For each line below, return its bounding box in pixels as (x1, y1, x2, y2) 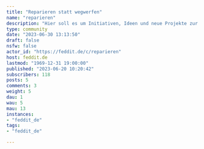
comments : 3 (6, 83, 37, 89)
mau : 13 (6, 105, 26, 112)
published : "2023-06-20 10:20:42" (6, 65, 95, 72)
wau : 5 (6, 100, 23, 106)
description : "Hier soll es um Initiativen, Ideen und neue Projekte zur (6, 20, 199, 26)
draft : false (6, 37, 40, 43)
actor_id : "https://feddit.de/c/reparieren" (6, 49, 122, 55)
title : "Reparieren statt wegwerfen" (6, 9, 103, 15)
